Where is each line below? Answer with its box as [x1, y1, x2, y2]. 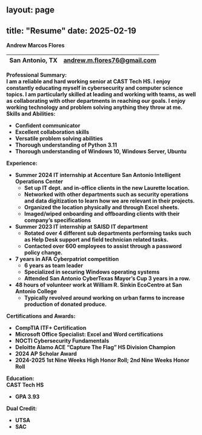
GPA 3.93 [15, 393, 40, 400]
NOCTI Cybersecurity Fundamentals [15, 337, 109, 344]
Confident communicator [15, 122, 81, 130]
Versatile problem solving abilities [15, 135, 103, 142]
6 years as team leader [24, 262, 83, 270]
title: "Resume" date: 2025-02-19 [6, 26, 136, 36]
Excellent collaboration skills [15, 128, 90, 136]
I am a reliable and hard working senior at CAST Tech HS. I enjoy [6, 78, 171, 85]
